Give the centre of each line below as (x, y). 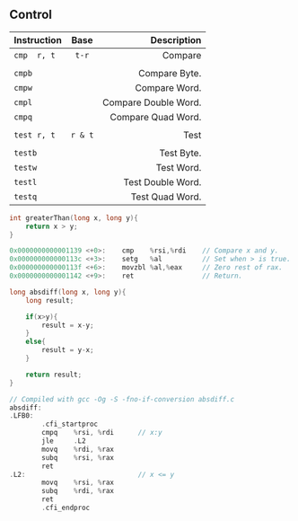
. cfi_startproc (70, 424)
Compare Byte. (170, 73)
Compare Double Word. (152, 102)
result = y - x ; (68, 350)
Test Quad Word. (166, 197)
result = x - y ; (68, 325)
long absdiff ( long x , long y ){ (68, 292)
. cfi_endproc (66, 508)
